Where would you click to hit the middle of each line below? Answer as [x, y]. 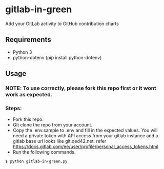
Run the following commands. [44, 152]
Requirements [28, 40]
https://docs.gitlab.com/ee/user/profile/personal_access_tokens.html [86, 146]
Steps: [14, 108]
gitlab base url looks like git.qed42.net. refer [59, 141]
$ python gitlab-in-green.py [36, 162]
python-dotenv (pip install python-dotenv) [57, 57]
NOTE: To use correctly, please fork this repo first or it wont [81, 88]
